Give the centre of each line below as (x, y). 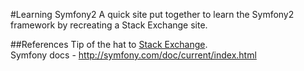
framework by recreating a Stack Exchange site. (109, 25)
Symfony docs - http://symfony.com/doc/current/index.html (133, 55)
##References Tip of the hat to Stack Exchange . (109, 44)
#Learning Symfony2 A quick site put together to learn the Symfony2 (152, 14)
